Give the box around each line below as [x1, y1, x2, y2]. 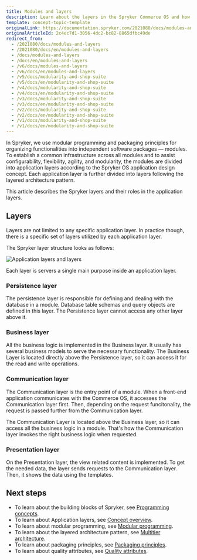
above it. [6, 314, 28, 321]
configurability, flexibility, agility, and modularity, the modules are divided [6, 158, 183, 165]
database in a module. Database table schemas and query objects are [6, 301, 175, 308]
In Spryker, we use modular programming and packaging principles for [6, 139, 177, 146]
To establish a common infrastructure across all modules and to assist [6, 152, 175, 158]
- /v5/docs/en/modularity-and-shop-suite [11, 80, 114, 86]
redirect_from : [6, 36, 43, 42]
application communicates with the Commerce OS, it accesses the [6, 394, 167, 402]
